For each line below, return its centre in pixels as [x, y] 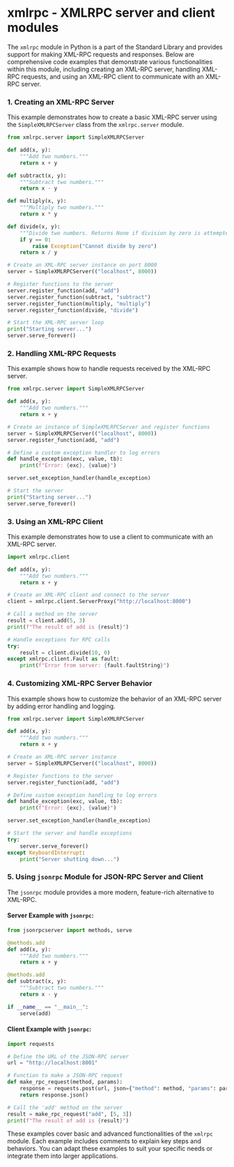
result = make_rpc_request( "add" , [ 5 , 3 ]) [70, 1114]
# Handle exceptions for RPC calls [59, 639]
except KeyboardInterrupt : [46, 853]
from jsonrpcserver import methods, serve [70, 930]
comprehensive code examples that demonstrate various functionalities [110, 61]
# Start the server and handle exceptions [70, 833]
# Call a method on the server [53, 614]
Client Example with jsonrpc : [49, 1029]
